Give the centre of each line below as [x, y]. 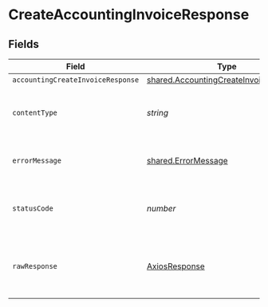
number [161, 209]
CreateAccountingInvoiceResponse [129, 15]
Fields [24, 44]
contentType [35, 113]
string [158, 113]
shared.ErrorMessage [187, 161]
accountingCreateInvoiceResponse [76, 80]
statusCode [33, 209]
